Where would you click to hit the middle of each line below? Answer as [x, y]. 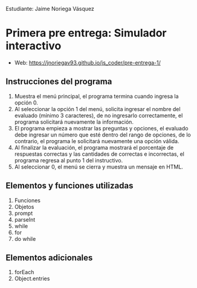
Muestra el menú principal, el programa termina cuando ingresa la [96, 96]
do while [25, 238]
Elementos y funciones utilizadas [69, 186]
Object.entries [32, 279]
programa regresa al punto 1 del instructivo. [69, 160]
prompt [24, 213]
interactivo [34, 46]
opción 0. [26, 103]
